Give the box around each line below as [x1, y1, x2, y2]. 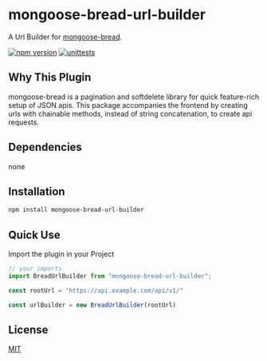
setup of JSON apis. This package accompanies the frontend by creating [8, 100, 249, 109]
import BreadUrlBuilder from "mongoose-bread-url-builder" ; [8, 272, 213, 280]
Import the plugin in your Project [8, 249, 114, 259]
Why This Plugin [8, 70, 92, 85]
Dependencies [8, 141, 82, 154]
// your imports [8, 265, 62, 273]
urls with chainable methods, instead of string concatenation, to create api [8, 109, 253, 118]
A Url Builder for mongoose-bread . [8, 32, 123, 42]
